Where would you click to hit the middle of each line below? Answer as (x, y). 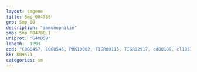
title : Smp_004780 (28, 17)
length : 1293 (23, 44)
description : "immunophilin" (42, 28)
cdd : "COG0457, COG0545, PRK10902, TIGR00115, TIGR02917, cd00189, (90, 49)
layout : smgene (25, 11)
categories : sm (25, 60)
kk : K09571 (19, 55)
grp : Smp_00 (21, 22)
